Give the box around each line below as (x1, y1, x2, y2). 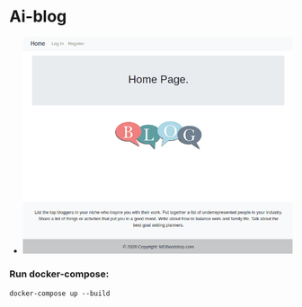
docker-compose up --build (9, 289, 111, 298)
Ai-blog (9, 6, 67, 27)
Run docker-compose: (9, 268, 110, 280)
